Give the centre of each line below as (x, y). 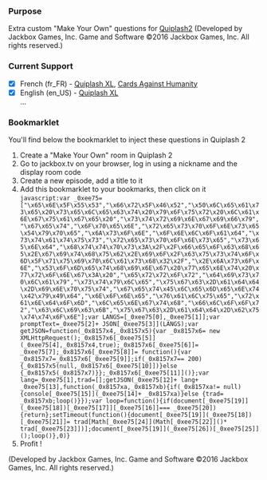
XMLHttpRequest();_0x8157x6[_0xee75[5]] (88, 338)
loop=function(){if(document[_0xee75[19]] (177, 401)
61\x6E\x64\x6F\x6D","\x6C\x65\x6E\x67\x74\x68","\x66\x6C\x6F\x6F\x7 (139, 303)
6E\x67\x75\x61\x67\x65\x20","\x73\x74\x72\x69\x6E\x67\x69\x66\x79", (139, 220)
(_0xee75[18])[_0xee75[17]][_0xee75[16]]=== (95, 408)
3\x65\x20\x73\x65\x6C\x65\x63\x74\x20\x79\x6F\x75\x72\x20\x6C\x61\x (139, 212)
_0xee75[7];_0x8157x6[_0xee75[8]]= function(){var (106, 352)
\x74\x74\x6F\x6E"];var (59, 317)
